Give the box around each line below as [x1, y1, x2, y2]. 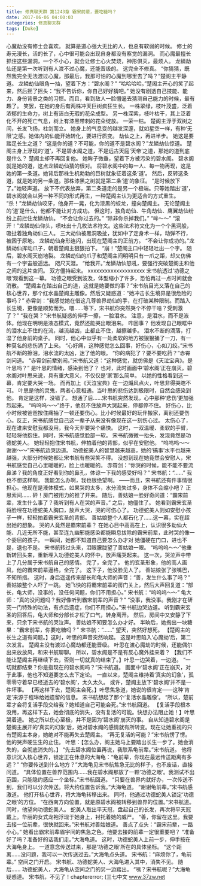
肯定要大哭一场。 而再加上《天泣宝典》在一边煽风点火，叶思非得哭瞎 [16, 380, 186, 387]
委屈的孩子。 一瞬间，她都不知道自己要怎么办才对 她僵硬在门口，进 [11, 536, 177, 544]
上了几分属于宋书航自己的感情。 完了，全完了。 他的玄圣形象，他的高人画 [6, 559, 187, 566]
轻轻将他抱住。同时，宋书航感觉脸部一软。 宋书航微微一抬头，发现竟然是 [6, 432, 186, 439]
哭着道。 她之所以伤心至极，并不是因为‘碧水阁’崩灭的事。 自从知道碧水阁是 [6, 716, 190, 723]
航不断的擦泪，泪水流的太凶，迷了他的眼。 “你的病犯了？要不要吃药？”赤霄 [6, 350, 191, 357]
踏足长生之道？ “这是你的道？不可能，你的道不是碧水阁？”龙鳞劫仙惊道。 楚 [6, 140, 193, 147]
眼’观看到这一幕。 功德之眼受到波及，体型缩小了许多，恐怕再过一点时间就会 [6, 275, 193, 282]
